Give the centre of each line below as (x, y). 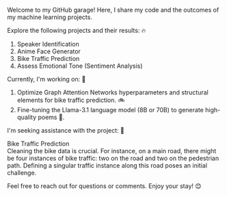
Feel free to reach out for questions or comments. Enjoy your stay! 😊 (104, 186)
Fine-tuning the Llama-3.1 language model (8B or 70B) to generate (110, 110)
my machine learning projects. (50, 17)
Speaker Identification (48, 44)
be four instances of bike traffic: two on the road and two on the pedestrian (113, 158)
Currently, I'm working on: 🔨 (46, 79)
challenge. (22, 173)
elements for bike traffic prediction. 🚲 (71, 100)
